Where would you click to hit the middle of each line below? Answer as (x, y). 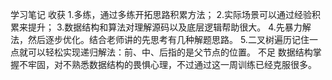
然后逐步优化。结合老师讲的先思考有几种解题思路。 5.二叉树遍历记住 (168, 39)
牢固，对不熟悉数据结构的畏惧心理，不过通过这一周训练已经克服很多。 (172, 64)
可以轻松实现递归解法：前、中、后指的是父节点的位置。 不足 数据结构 (170, 52)
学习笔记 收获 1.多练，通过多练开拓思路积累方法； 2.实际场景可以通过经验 (161, 14)
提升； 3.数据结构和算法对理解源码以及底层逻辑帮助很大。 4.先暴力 (165, 27)
